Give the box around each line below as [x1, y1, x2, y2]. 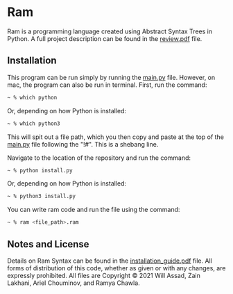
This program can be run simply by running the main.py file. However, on [7, 73, 216, 81]
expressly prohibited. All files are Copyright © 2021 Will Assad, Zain [7, 271, 201, 279]
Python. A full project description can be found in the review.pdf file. [7, 34, 202, 42]
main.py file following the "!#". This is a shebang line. [7, 140, 159, 148]
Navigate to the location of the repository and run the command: [7, 154, 191, 162]
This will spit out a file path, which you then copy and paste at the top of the [7, 133, 224, 141]
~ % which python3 [7, 120, 60, 127]
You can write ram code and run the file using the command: [7, 206, 180, 214]
